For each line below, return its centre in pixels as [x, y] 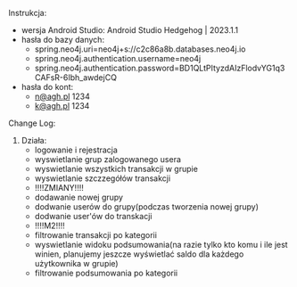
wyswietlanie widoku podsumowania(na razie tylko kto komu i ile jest [161, 245]
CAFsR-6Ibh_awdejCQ [76, 78]
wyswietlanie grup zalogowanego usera [108, 159]
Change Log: [32, 123]
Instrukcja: [28, 13]
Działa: [34, 140]
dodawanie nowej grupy [79, 197]
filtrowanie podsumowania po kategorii [106, 273]
